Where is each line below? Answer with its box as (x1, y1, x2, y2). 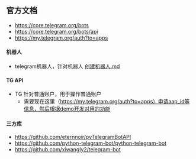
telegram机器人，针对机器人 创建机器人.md (14, 63, 120, 70)
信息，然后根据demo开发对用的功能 (23, 105, 111, 112)
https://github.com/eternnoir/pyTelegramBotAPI (14, 134, 131, 141)
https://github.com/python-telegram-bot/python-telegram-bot (14, 139, 167, 147)
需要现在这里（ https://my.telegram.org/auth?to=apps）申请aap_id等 (23, 98, 190, 105)
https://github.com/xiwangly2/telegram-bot (14, 146, 121, 153)
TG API (6, 76, 24, 84)
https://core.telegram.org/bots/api (14, 28, 98, 35)
